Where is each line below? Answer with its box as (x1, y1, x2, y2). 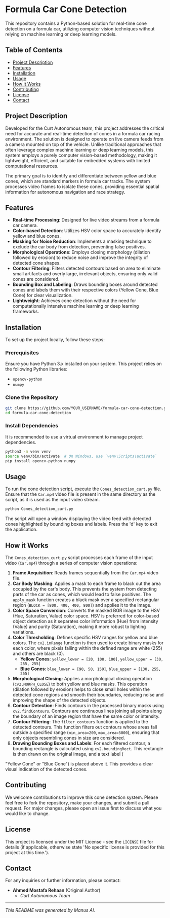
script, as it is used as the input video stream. (5, 497, 100, 503)
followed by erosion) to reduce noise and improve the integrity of (12, 254, 148, 261)
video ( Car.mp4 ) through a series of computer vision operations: (5, 560, 138, 566)
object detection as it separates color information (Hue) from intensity (12, 618, 158, 624)
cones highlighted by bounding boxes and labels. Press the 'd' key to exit (5, 521, 158, 527)
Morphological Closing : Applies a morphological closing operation (12, 675, 152, 681)
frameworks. (12, 308, 39, 315)
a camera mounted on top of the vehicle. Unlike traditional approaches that (5, 141, 161, 148)
